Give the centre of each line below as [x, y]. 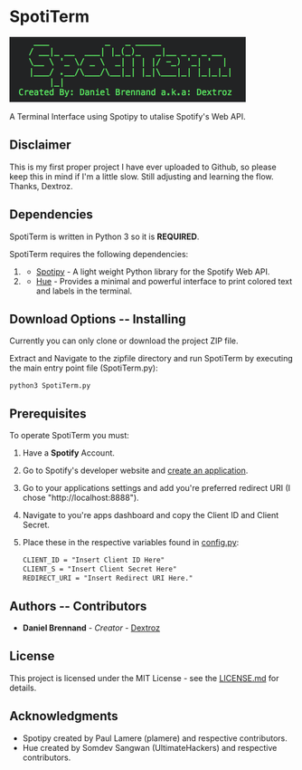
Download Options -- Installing [98, 319]
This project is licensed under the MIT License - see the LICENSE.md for [144, 678]
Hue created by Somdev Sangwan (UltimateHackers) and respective [150, 747]
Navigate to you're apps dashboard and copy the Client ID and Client [151, 515]
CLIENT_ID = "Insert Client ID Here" [94, 560]
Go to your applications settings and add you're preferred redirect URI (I [156, 488]
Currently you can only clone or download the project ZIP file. [124, 341]
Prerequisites [48, 414]
